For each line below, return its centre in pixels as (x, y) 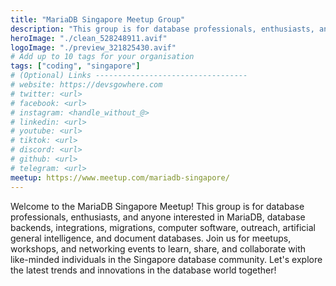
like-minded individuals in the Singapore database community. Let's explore (166, 259)
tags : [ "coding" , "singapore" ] (75, 66)
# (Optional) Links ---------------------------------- (129, 76)
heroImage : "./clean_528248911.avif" (89, 38)
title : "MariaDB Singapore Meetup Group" (98, 19)
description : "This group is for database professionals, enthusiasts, (162, 29)
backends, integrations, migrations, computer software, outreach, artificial (163, 227)
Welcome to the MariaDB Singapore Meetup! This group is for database (157, 206)
